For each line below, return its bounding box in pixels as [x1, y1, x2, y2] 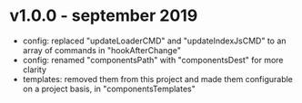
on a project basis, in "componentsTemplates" [22, 83, 196, 94]
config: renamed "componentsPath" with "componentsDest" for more [22, 54, 284, 65]
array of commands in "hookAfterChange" [22, 44, 182, 55]
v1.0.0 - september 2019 [9, 5, 198, 26]
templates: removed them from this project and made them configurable [22, 73, 294, 84]
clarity [22, 64, 47, 75]
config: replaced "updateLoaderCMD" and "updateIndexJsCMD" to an [22, 35, 287, 46]
